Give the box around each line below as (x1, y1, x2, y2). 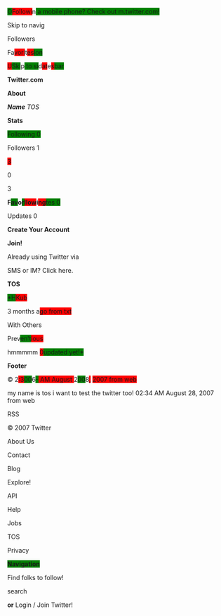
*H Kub (7, 293, 28, 302)
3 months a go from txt (7, 307, 72, 315)
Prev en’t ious (7, 335, 43, 342)
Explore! (7, 478, 32, 486)
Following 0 (7, 130, 41, 138)
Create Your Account (7, 226, 70, 233)
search (7, 587, 27, 595)
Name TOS (7, 103, 40, 111)
